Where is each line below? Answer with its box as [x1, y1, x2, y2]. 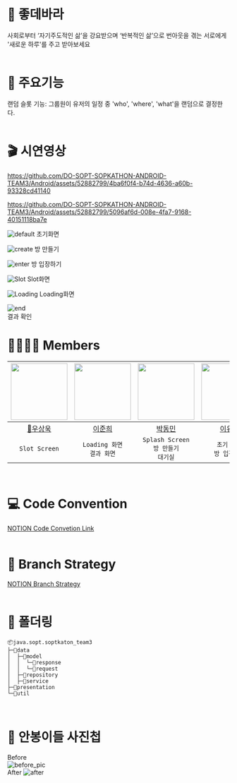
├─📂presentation [7, 683, 55, 691]
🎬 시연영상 [7, 143, 66, 160]
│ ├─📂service [7, 677, 49, 685]
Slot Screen [18, 444, 60, 453]
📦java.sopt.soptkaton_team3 [7, 638, 93, 646]
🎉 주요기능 [7, 75, 65, 91]
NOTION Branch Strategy [7, 580, 81, 588]
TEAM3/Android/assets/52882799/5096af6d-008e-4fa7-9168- [7, 208, 192, 216]
